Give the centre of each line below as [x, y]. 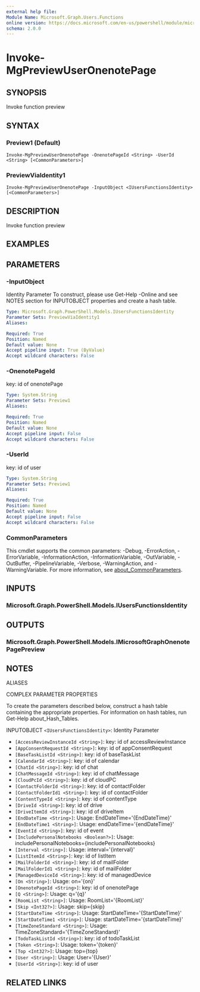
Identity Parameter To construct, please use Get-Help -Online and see [92, 295]
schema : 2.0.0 [24, 28]
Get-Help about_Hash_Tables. [43, 719]
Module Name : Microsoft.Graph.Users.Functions [65, 17]
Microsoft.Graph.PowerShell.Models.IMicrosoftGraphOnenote [98, 642]
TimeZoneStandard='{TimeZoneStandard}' [67, 932]
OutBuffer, [19, 563]
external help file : [32, 12]
